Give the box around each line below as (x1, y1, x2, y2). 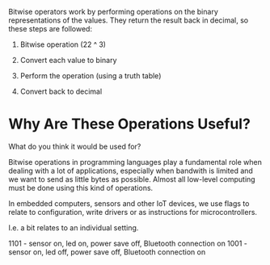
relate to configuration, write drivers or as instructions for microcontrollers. (8, 207, 257, 217)
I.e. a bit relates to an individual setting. (8, 222, 139, 233)
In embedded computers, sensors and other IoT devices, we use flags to (8, 198, 250, 208)
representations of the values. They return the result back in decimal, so (8, 15, 249, 25)
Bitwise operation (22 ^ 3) (19, 40, 107, 49)
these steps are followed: (8, 24, 93, 33)
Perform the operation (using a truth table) (19, 71, 162, 80)
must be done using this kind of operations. (8, 183, 154, 192)
